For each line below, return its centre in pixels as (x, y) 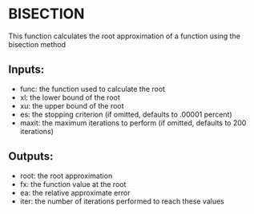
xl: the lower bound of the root (70, 97)
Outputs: (31, 157)
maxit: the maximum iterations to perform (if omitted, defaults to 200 (133, 123)
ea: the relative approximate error (75, 192)
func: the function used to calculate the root (93, 89)
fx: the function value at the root (73, 184)
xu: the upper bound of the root (72, 105)
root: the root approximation (66, 176)
